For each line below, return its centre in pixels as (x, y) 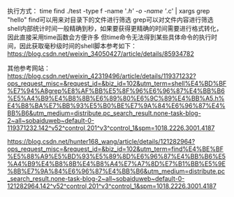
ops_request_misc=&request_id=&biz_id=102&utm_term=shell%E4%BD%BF (117, 83)
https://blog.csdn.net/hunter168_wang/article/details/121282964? (101, 141)
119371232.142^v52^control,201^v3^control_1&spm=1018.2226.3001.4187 (111, 128)
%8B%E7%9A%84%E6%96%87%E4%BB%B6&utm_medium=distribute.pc (116, 171)
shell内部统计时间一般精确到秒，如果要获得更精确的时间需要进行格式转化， (115, 28)
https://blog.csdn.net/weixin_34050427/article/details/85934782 (101, 54)
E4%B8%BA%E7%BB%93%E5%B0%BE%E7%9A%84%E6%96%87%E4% (116, 105)
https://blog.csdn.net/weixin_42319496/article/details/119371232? (102, 76)
